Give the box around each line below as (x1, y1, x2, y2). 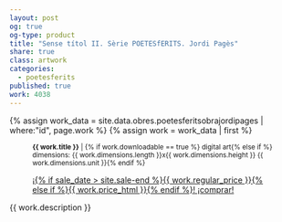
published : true (9, 81, 71, 90)
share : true (9, 48, 55, 57)
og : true (9, 22, 43, 31)
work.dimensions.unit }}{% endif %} (32, 158, 146, 167)
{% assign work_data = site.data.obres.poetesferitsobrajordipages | (9, 115, 264, 126)
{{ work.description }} (9, 202, 91, 213)
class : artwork (9, 56, 68, 65)
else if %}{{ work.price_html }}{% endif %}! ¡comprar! (32, 184, 235, 195)
